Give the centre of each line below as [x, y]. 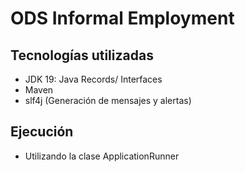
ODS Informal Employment [122, 18]
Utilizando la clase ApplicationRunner [102, 156]
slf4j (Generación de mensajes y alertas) [108, 100]
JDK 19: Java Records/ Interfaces [93, 79]
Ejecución [42, 132]
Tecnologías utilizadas [82, 55]
